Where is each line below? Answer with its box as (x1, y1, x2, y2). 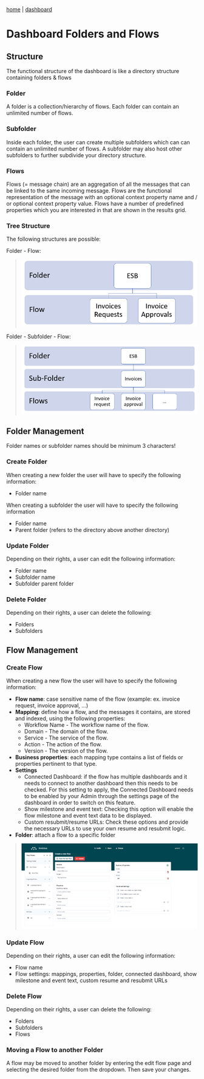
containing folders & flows (6, 74, 72, 81)
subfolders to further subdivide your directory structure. (6, 151, 147, 158)
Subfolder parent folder (15, 579, 74, 587)
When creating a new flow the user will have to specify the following (6, 677, 177, 684)
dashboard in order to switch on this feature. (24, 799, 136, 806)
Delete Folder (6, 595, 47, 603)
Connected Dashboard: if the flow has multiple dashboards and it (24, 773, 188, 780)
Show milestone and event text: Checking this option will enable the (24, 805, 194, 813)
